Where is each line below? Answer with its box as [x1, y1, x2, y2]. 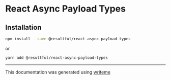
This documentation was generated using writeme [5, 69, 111, 75]
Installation [5, 23, 42, 32]
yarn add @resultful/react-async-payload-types [5, 55, 108, 60]
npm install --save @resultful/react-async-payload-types [5, 36, 131, 41]
